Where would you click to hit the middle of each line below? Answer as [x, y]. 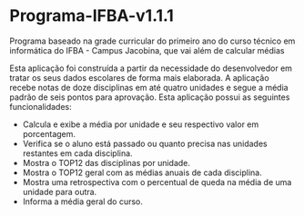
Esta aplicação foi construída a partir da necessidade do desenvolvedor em [151, 68]
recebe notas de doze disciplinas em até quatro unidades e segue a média [149, 87]
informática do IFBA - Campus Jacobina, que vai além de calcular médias [147, 50]
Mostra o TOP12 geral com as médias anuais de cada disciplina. [142, 172]
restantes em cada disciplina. [78, 153]
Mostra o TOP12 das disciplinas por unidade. [106, 162]
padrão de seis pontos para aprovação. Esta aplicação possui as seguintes [150, 97]
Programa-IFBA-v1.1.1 [92, 16]
